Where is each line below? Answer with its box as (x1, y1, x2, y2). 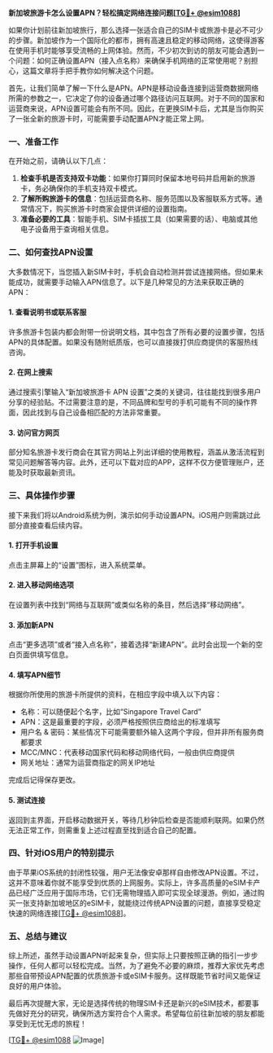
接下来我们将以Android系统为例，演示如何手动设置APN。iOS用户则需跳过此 (8, 510, 262, 520)
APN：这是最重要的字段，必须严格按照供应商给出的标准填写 (19, 717, 221, 727)
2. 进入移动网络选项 (8, 580, 75, 590)
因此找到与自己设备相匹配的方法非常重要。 (22, 407, 165, 417)
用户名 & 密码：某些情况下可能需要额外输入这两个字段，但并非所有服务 (19, 727, 258, 737)
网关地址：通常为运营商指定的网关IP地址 (19, 757, 156, 768)
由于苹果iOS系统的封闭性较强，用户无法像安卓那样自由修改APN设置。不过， (8, 867, 263, 877)
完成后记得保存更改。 (8, 775, 80, 785)
